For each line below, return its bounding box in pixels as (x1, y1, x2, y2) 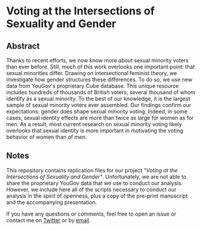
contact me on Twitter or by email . (6, 216, 91, 223)
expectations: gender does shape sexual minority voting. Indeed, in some (6, 108, 188, 115)
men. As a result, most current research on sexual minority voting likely (6, 121, 182, 127)
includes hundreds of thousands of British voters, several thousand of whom (6, 89, 196, 95)
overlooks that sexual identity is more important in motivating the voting (6, 127, 184, 134)
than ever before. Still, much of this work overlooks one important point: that (6, 63, 195, 70)
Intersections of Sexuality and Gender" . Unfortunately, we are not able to (6, 173, 187, 180)
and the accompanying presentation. (6, 198, 97, 205)
